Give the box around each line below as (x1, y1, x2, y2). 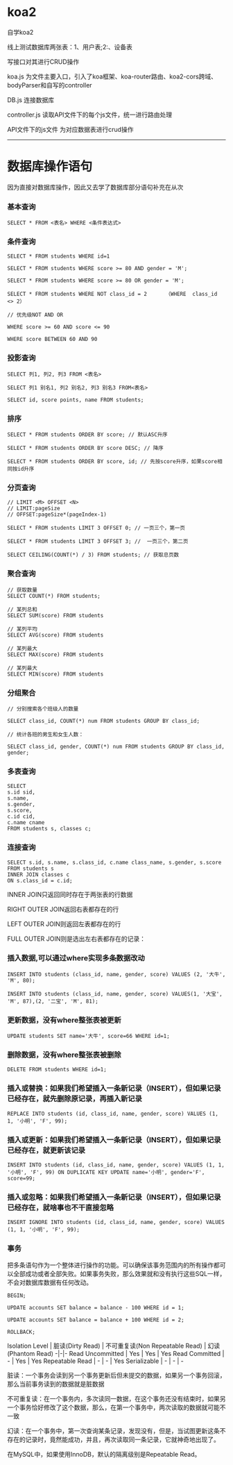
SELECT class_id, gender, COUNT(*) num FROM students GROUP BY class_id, (7, 743, 225, 750)
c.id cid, (7, 813, 36, 820)
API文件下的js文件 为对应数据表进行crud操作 (7, 125, 134, 133)
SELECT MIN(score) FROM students (7, 671, 104, 678)
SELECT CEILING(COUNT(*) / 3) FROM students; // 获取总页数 (7, 551, 179, 559)
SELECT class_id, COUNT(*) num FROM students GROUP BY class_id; (7, 717, 200, 724)
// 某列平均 (7, 626, 38, 633)
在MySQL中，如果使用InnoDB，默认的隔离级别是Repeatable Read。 (7, 1450, 201, 1458)
